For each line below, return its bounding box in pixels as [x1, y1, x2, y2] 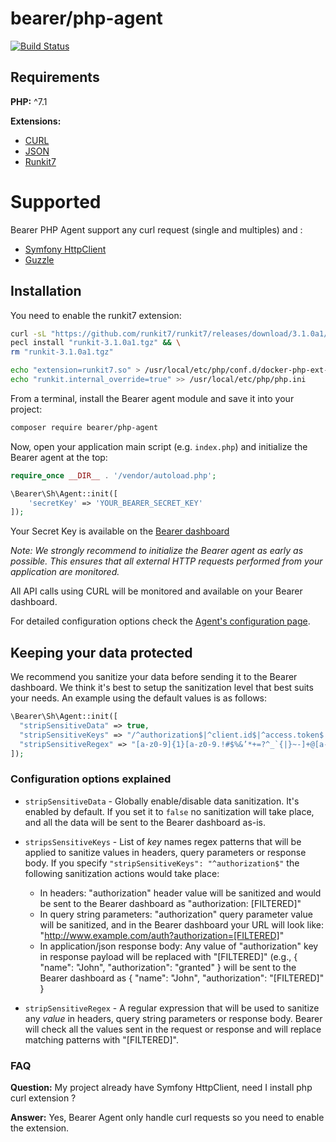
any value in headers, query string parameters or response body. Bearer [24, 1012, 323, 1024]
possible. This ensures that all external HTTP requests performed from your [10, 555, 323, 567]
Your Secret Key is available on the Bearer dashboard [10, 525, 230, 537]
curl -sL [10, 328, 47, 339]
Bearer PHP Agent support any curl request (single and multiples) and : [10, 223, 303, 236]
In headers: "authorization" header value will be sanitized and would [39, 887, 322, 899]
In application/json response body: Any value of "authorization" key [39, 940, 319, 952]
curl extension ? [10, 1092, 77, 1104]
